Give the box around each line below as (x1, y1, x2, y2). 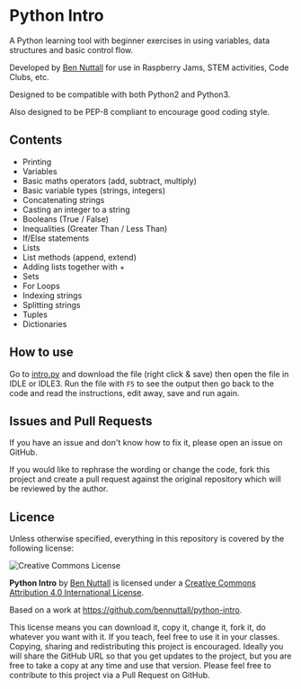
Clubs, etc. (9, 71, 49, 82)
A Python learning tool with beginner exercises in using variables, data (9, 35, 270, 46)
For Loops (22, 280, 60, 291)
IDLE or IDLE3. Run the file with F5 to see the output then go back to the (9, 378, 274, 389)
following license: (9, 543, 75, 553)
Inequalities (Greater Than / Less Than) (22, 223, 168, 234)
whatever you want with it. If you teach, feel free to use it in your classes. (9, 632, 280, 642)
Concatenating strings (22, 194, 105, 205)
